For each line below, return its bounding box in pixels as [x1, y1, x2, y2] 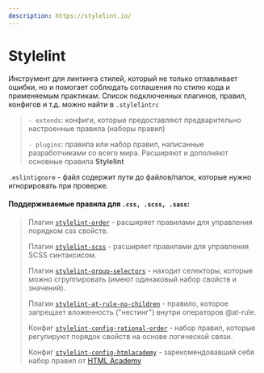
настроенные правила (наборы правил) [27, 123, 166, 134]
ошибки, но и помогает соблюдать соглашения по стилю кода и [8, 82, 230, 91]
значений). [27, 282, 66, 292]
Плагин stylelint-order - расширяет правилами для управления [27, 217, 253, 227]
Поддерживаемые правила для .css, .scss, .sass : [8, 199, 190, 209]
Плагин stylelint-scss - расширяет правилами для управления [27, 241, 249, 251]
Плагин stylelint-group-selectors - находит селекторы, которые [27, 265, 254, 275]
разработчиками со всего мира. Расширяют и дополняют [27, 147, 228, 158]
